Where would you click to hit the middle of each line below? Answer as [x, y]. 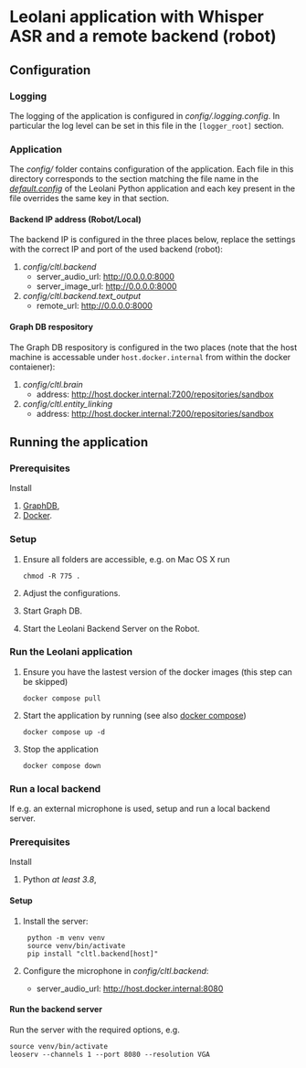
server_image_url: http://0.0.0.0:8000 [106, 286]
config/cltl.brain [53, 384]
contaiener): [32, 367]
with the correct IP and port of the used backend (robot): [116, 250]
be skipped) [45, 681]
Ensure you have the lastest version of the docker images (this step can [157, 672]
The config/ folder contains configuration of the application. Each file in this [152, 169]
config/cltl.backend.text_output [82, 296]
